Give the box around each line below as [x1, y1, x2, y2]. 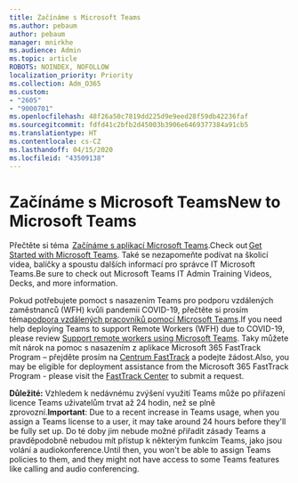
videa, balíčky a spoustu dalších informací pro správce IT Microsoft [9, 259, 255, 270]
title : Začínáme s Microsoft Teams [9, 12, 141, 22]
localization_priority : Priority [9, 71, 133, 80]
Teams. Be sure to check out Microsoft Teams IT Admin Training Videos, [9, 269, 272, 279]
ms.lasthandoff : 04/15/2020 [9, 145, 114, 154]
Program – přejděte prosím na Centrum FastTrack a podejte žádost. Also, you [9, 352, 290, 363]
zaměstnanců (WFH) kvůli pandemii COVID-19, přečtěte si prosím [9, 304, 249, 316]
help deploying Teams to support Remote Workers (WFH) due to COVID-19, [9, 324, 285, 334]
